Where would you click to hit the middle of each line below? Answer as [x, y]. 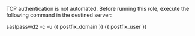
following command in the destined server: [59, 15]
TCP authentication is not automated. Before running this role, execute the [98, 9]
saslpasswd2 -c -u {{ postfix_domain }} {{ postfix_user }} [76, 27]
